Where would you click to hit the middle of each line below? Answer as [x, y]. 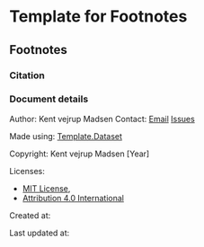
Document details [49, 99]
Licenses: [27, 171]
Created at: [30, 215]
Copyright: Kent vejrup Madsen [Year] [80, 154]
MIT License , [46, 188]
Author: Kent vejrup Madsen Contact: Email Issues [102, 119]
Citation [27, 75]
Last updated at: [40, 233]
